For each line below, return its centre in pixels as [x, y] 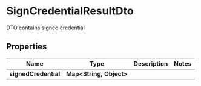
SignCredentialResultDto [70, 11]
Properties [27, 47]
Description [151, 63]
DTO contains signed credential [45, 28]
